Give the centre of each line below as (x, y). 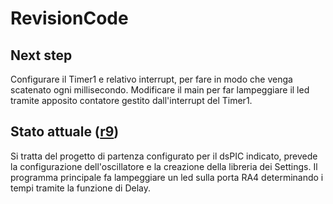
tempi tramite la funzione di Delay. (80, 188)
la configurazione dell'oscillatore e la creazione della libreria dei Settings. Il (164, 166)
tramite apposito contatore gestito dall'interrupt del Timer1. (131, 100)
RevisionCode (69, 18)
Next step (41, 55)
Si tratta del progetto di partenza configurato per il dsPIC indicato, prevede (164, 156)
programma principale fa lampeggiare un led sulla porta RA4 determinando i (167, 177)
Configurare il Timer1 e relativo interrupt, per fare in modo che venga (151, 79)
